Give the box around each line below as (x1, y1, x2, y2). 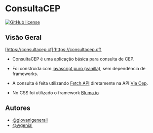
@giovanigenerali (12, 117, 48, 123)
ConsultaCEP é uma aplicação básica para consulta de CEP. (12, 56, 135, 62)
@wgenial (12, 122, 33, 128)
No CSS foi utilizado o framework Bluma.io (12, 89, 99, 96)
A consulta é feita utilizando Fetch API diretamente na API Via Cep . (12, 80, 148, 86)
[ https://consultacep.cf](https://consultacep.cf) (5, 46, 102, 52)
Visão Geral (5, 33, 42, 42)
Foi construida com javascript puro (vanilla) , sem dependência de (12, 65, 146, 71)
